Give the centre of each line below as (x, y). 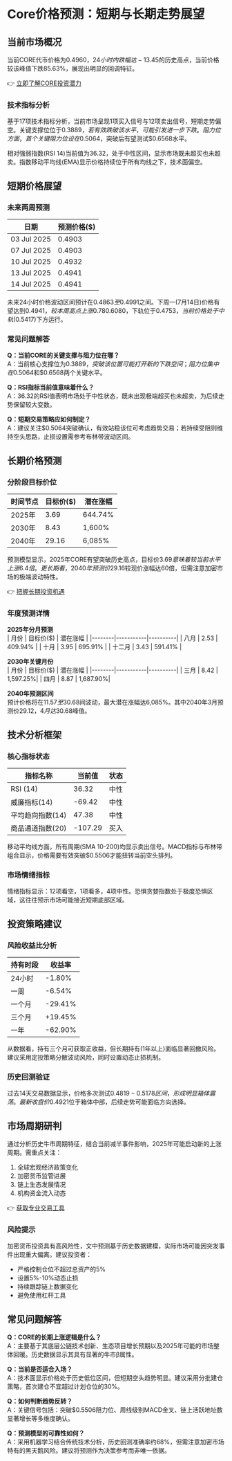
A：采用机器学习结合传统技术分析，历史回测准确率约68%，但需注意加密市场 (116, 1442)
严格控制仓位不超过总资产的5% (61, 1269)
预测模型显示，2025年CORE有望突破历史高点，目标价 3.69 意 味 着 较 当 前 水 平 (114, 559)
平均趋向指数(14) (39, 815)
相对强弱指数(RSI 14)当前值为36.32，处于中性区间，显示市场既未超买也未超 (114, 154)
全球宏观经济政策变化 (47, 1168)
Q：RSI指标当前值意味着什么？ (51, 388)
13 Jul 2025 (31, 273)
